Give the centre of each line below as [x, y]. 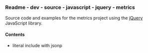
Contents [15, 34]
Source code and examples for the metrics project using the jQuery [74, 18]
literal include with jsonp [37, 45]
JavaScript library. [24, 23]
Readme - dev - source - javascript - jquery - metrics [70, 7]
